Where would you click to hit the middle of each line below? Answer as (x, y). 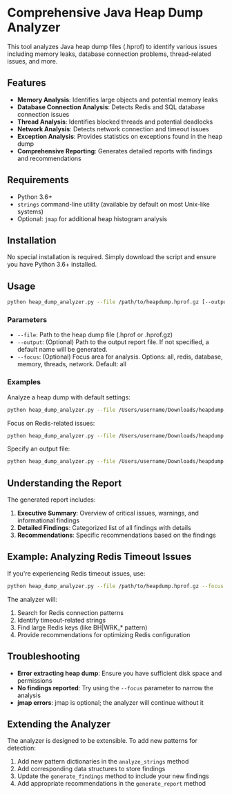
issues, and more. (32, 61)
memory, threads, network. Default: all (71, 364)
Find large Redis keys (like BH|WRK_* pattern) (82, 627)
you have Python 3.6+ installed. (52, 265)
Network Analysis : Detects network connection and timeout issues (113, 129)
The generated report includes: (51, 500)
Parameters (27, 319)
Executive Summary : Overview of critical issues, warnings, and (108, 513)
